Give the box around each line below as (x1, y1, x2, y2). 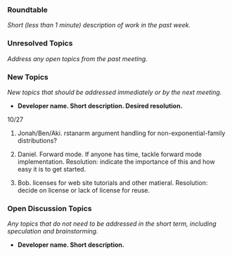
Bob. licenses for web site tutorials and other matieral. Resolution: (17, 178, 208, 187)
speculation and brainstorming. (7, 227, 98, 236)
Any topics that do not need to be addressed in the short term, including (7, 219, 217, 228)
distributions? (17, 136, 58, 145)
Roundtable (7, 5, 48, 15)
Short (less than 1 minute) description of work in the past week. (7, 21, 191, 30)
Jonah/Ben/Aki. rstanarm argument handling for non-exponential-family (17, 129, 226, 137)
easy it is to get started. (17, 165, 86, 173)
